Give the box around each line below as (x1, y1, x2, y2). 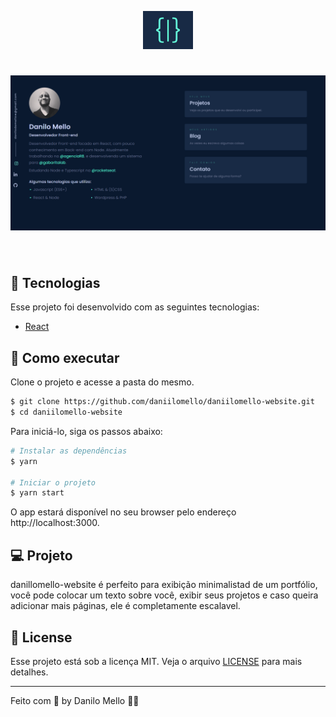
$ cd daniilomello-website (10, 407, 123, 418)
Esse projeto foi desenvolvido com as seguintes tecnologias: (10, 301, 260, 313)
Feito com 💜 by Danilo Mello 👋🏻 (10, 694, 140, 706)
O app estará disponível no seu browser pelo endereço (10, 506, 237, 518)
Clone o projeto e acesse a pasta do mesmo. (10, 376, 195, 388)
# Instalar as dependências (10, 446, 128, 456)
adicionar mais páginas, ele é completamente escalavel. (10, 600, 241, 612)
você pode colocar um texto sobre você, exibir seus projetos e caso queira (10, 589, 319, 601)
